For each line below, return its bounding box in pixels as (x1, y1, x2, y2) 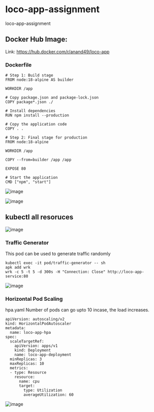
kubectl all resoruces (5, 213, 74, 221)
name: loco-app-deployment (14, 352, 72, 358)
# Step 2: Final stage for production (5, 135, 87, 140)
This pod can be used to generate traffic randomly (5, 250, 111, 257)
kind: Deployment (14, 348, 51, 353)
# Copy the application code (5, 122, 67, 127)
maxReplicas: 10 (10, 361, 44, 366)
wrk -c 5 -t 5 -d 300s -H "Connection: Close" (5, 269, 106, 275)
